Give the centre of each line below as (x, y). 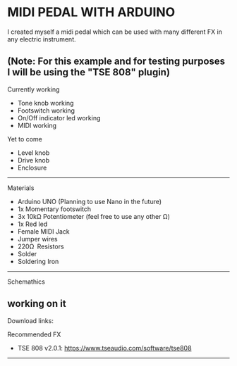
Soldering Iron (38, 261)
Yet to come (25, 139)
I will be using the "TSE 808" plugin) (89, 72)
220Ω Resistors (41, 246)
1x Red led (32, 224)
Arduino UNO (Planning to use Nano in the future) (90, 201)
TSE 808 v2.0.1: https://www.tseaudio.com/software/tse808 (104, 348)
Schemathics (26, 282)
